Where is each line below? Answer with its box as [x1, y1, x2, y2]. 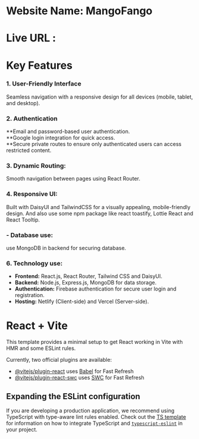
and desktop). [6, 99, 40, 106]
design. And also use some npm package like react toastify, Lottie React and [6, 210, 194, 217]
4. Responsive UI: [6, 190, 58, 198]
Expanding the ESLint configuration [6, 391, 141, 402]
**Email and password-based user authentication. [6, 128, 130, 135]
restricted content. [6, 147, 52, 154]
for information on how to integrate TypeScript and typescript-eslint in [6, 420, 183, 427]
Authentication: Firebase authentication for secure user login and [14, 285, 177, 292]
